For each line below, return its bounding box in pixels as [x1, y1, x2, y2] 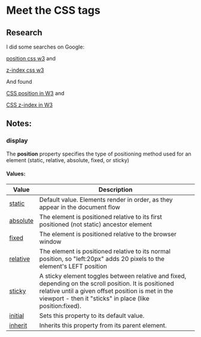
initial [9, 311, 25, 320]
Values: [6, 170, 26, 177]
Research [6, 28, 43, 38]
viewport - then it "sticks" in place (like [39, 294, 150, 302]
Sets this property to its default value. [39, 311, 145, 320]
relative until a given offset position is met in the [39, 287, 173, 295]
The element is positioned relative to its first [39, 212, 163, 221]
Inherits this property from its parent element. [39, 321, 167, 329]
